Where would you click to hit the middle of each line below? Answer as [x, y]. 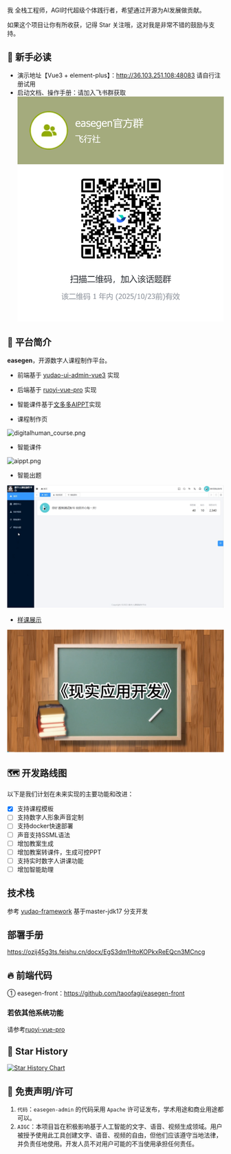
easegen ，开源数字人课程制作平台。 [59, 360]
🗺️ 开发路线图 [37, 773]
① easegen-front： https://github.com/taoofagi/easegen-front [96, 993]
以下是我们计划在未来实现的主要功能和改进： [70, 794]
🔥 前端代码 [30, 975]
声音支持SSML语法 [44, 834]
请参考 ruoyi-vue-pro [36, 1029]
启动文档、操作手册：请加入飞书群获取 [71, 92]
